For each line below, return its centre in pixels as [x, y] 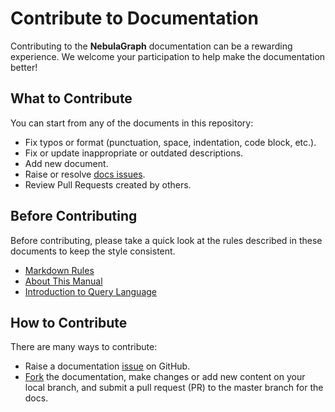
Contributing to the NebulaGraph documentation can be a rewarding [151, 46]
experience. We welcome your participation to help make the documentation [168, 56]
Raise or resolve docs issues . [85, 174]
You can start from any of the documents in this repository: [132, 123]
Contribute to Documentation [134, 18]
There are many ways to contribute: [84, 347]
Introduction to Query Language [91, 291]
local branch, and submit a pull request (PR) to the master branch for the [174, 388]
